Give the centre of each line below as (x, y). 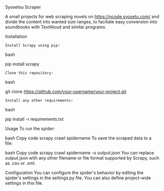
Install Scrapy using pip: (33, 46)
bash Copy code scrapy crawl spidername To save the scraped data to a (78, 138)
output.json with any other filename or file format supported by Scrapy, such (82, 158)
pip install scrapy (22, 64)
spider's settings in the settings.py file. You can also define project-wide (78, 178)
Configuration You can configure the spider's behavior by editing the (74, 173)
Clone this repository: (29, 73)
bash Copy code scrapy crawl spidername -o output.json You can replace (80, 153)
